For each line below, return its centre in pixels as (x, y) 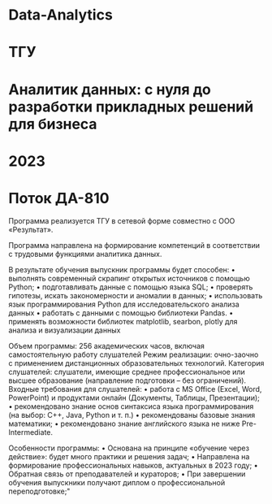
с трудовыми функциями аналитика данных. (85, 254)
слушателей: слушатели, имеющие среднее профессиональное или (127, 371)
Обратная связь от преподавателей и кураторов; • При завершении (127, 474)
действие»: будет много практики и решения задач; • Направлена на (129, 456)
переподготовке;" (39, 491)
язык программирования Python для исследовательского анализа (124, 304)
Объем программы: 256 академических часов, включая (107, 345)
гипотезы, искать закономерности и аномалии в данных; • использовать (136, 295)
